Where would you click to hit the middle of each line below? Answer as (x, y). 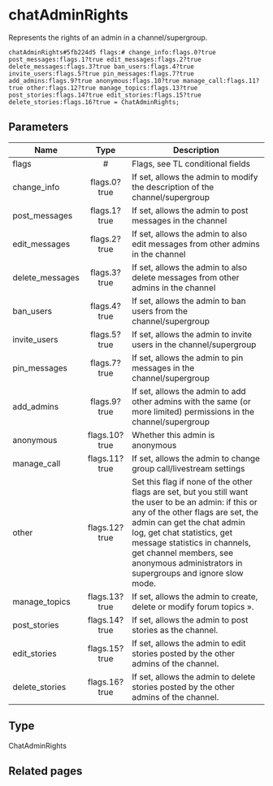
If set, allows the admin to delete (194, 676)
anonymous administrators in (187, 562)
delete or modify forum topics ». (193, 606)
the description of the (173, 187)
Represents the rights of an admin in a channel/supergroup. (108, 37)
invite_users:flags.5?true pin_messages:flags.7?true (102, 74)
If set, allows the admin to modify (195, 176)
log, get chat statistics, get (182, 532)
